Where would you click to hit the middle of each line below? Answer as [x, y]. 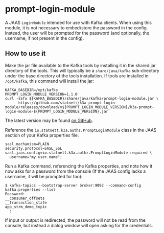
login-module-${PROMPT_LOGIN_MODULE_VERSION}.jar [57, 111]
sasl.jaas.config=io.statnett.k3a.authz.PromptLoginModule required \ [79, 153]
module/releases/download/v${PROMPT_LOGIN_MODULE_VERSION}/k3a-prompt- [80, 107]
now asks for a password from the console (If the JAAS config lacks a [75, 171]
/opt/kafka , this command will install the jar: [50, 81]
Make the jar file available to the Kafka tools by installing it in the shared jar [80, 65]
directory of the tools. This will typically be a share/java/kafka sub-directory [82, 70]
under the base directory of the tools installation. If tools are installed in [77, 76]
